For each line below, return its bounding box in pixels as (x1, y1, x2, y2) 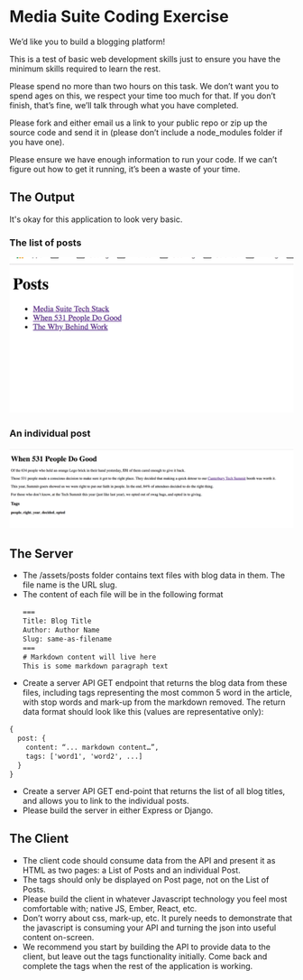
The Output (9, 190, 75, 205)
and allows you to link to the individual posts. (22, 796, 189, 807)
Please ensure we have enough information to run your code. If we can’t (9, 153, 278, 164)
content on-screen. (22, 931, 95, 942)
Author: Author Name (22, 625, 100, 635)
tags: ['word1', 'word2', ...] (25, 752, 143, 762)
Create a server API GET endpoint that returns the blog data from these (22, 678, 288, 689)
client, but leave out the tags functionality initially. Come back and (22, 950, 268, 962)
